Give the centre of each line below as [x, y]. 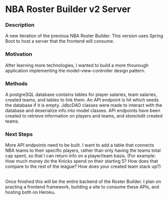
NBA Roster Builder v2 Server [68, 9]
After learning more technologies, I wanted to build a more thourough [77, 65]
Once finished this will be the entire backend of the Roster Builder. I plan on [83, 181]
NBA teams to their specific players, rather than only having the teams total [83, 151]
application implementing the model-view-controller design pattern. [75, 70]
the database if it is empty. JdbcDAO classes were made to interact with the [84, 105]
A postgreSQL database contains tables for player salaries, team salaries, [81, 94]
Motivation [19, 54]
